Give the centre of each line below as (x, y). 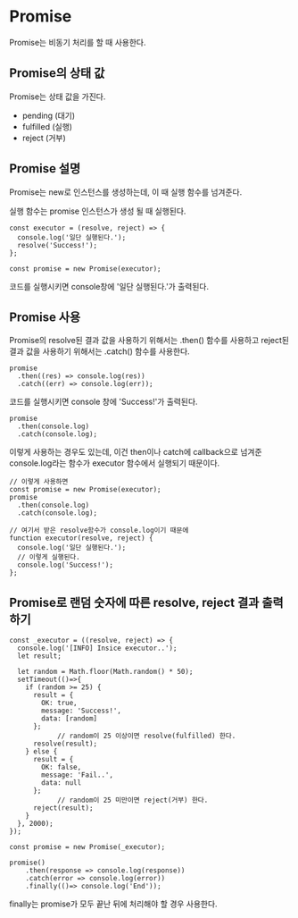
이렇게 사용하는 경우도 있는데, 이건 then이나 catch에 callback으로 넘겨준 (136, 452)
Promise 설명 (45, 168)
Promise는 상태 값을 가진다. (58, 97)
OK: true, (59, 703)
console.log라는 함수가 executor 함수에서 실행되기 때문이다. (115, 463)
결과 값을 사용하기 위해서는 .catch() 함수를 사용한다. (99, 351)
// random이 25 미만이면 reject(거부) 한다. (132, 800)
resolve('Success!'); (58, 245)
